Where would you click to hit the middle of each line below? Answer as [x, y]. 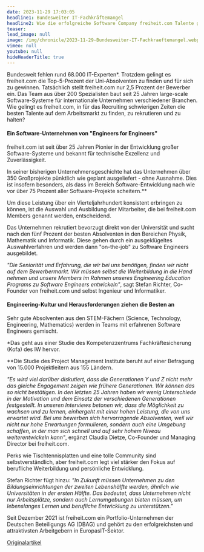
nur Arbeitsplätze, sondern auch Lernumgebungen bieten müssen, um [94, 500]
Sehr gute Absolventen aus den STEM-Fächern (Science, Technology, [94, 318]
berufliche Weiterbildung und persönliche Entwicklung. [75, 469]
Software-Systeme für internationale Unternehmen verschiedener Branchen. [102, 100]
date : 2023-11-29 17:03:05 [41, 12]
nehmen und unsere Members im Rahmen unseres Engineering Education [99, 278]
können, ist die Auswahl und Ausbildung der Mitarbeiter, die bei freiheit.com [101, 209]
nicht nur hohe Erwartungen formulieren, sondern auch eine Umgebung [97, 424]
